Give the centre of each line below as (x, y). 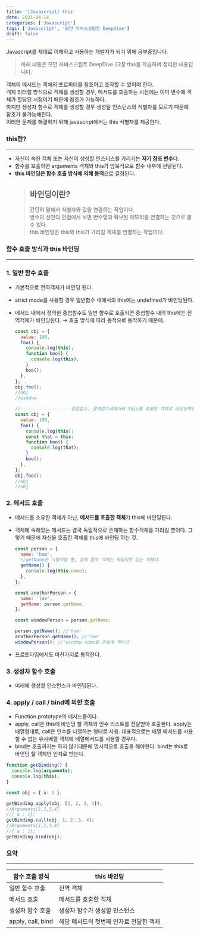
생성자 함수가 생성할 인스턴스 (97, 911)
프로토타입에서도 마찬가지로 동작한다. (58, 654)
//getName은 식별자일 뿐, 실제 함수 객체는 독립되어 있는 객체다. (90, 560)
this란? (16, 139)
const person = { (36, 549)
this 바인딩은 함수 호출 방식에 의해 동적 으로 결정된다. (75, 173)
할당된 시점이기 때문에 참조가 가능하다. (62, 100)
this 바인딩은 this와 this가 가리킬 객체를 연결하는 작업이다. (97, 232)
